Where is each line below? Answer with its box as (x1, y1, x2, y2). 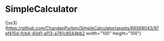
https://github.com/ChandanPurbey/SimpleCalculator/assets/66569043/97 (6, 25, 159, 31)
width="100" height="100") (86, 30, 142, 36)
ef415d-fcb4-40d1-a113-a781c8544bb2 (5, 30, 85, 36)
